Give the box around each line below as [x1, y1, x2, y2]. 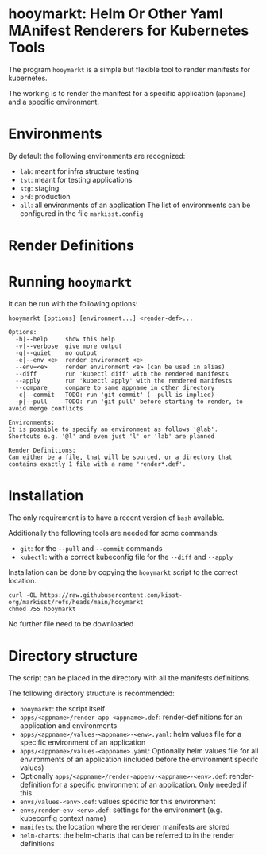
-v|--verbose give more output [15, 342, 123, 350]
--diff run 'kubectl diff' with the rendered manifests [15, 370, 229, 378]
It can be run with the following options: [8, 299, 138, 308]
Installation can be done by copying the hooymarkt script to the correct [8, 567, 238, 576]
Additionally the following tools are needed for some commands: [8, 528, 220, 537]
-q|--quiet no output [15, 349, 98, 357]
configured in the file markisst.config [19, 208, 144, 218]
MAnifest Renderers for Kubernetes [8, 21, 249, 40]
